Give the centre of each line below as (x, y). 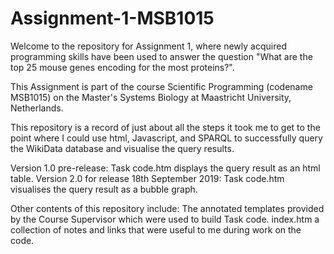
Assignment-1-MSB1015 (112, 18)
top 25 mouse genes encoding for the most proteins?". (122, 67)
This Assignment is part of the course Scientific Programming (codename (161, 86)
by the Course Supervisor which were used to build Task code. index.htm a (165, 219)
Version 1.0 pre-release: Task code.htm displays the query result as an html (165, 168)
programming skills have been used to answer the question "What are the (161, 56)
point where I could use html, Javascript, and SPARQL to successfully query (166, 138)
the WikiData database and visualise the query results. (122, 148)
